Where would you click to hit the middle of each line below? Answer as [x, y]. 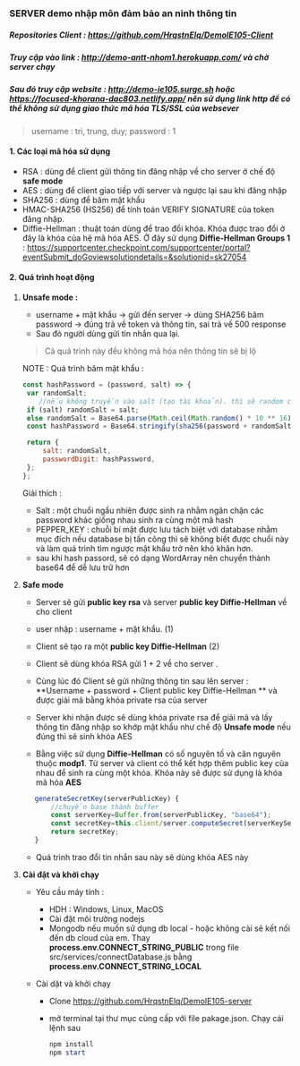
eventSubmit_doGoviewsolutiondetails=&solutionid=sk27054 [134, 257]
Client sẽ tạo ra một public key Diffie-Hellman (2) [128, 646]
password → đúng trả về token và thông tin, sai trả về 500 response [161, 324]
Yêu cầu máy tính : [70, 891]
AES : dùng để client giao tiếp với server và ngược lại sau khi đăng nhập [154, 190]
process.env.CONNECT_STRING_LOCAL [125, 966]
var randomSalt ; [57, 393]
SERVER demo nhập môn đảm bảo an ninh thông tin [123, 13]
